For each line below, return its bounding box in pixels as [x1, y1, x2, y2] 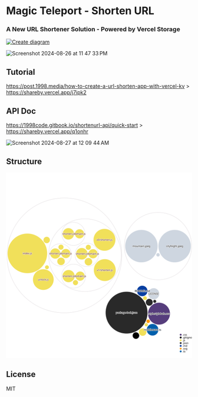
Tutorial [6, 67, 35, 77]
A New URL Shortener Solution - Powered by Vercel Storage [6, 25, 181, 34]
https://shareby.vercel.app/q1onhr [6, 128, 88, 135]
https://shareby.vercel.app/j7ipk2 [6, 89, 87, 96]
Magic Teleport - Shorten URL [6, 4, 154, 18]
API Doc [6, 106, 37, 116]
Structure [6, 156, 42, 166]
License [6, 369, 36, 379]
